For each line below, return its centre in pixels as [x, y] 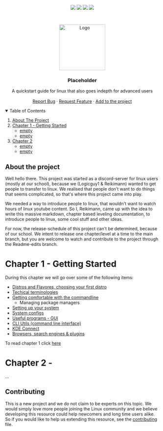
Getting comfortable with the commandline [55, 298]
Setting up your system [36, 308]
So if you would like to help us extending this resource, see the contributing [81, 419]
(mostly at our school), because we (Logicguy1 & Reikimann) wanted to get [81, 184]
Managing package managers [49, 302]
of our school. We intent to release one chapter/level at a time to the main [79, 234]
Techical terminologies [35, 292]
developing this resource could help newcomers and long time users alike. [80, 414]
